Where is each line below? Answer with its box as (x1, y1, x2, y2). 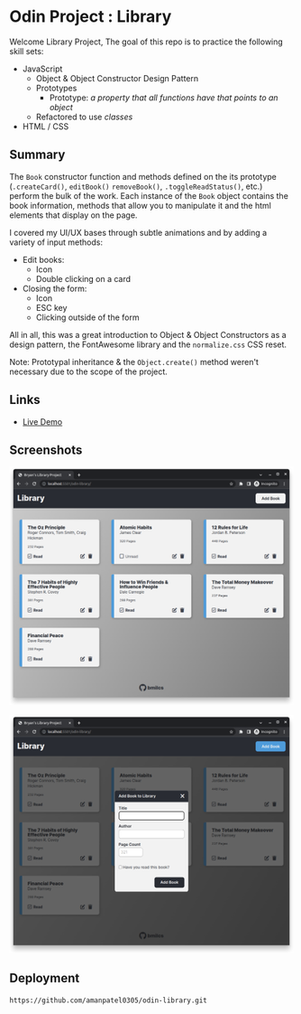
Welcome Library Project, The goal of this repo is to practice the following (9, 36, 284, 47)
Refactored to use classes (35, 111, 133, 122)
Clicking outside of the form (35, 312, 140, 323)
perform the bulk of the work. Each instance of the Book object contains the (9, 190, 288, 201)
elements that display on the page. (9, 210, 138, 221)
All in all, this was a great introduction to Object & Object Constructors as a (9, 329, 287, 340)
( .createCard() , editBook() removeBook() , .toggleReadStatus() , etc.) (9, 181, 263, 192)
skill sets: (9, 45, 44, 56)
